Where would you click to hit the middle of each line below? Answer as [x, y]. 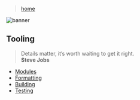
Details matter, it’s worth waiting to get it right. [77, 53]
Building [25, 84]
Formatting [28, 78]
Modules [26, 71]
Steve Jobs [35, 60]
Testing [24, 90]
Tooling [20, 39]
